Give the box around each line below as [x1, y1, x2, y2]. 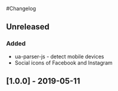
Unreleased [6, 22, 50, 32]
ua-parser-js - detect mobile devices [14, 53, 104, 60]
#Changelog [6, 5, 37, 12]
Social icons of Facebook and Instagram [14, 59, 113, 66]
